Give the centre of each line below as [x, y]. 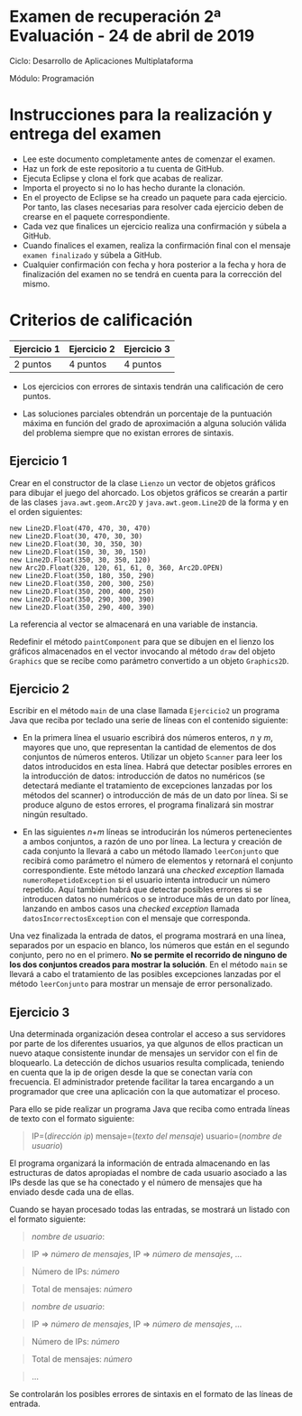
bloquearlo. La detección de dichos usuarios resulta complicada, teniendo [147, 1063]
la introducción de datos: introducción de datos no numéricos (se [144, 776]
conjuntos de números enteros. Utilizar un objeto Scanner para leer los [152, 757]
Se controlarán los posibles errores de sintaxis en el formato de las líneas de [151, 1394]
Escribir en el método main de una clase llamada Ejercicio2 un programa [145, 711]
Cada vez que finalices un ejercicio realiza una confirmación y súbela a [154, 226]
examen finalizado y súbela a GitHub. [92, 255]
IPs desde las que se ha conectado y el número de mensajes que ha [136, 1183]
